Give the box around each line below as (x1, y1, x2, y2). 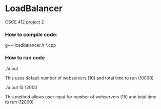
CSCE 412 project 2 (5, 19, 44, 25)
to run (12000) (5, 99, 34, 105)
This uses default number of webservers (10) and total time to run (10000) (5, 75, 154, 81)
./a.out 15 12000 (5, 84, 38, 90)
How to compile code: (5, 31, 58, 38)
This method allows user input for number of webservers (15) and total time (5, 93, 157, 100)
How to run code (5, 54, 45, 61)
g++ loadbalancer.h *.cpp (5, 42, 56, 48)
